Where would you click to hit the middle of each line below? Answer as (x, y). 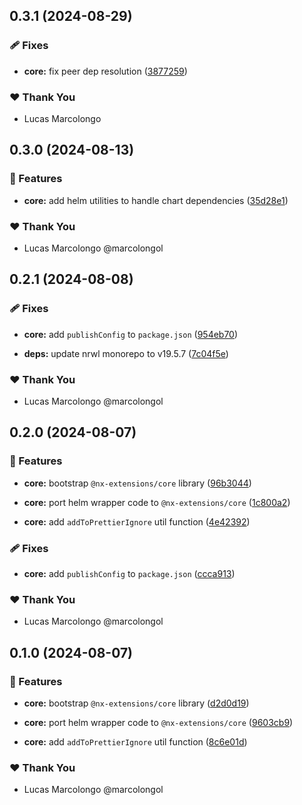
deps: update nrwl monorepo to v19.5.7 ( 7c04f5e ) (126, 353)
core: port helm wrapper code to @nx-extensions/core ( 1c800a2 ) (157, 502)
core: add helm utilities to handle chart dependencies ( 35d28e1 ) (156, 200)
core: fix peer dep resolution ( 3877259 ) (105, 71)
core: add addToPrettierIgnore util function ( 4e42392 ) (137, 521)
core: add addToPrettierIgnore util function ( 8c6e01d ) (135, 741)
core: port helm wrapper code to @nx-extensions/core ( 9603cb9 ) (158, 722)
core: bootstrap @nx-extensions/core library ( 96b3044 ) (137, 483)
